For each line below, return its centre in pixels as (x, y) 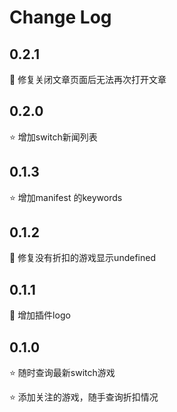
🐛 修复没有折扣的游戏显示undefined (82, 258)
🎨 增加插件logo (40, 315)
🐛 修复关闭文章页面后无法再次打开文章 (88, 79)
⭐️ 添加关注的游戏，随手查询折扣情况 (84, 397)
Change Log (60, 17)
